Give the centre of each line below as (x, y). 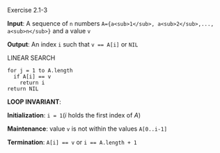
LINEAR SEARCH (31, 58)
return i (32, 83)
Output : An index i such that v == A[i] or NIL (73, 44)
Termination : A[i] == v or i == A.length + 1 (72, 142)
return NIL (23, 89)
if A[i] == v (32, 76)
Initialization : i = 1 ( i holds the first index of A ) (74, 115)
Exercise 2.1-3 (27, 10)
